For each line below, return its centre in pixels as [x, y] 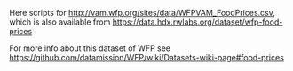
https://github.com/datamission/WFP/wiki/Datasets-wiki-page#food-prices [146, 57]
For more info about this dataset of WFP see [90, 48]
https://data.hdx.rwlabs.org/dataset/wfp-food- [198, 22]
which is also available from [60, 22]
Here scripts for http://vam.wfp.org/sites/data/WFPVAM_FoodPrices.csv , [142, 13]
